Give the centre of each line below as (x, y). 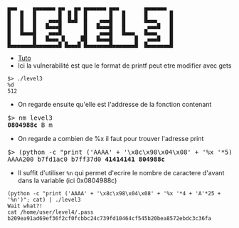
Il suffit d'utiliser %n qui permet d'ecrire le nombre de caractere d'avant (121, 173)
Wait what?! (25, 206)
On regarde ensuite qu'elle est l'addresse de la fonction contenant (115, 104)
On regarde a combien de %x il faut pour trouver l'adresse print (111, 139)
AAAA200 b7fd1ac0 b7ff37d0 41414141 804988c (86, 159)
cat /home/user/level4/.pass (51, 212)
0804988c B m (30, 125)
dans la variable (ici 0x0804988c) (67, 180)
